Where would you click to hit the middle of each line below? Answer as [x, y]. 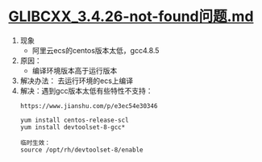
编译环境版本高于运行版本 [75, 70]
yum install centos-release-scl [74, 120]
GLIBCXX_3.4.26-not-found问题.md [131, 17]
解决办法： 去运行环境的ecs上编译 [77, 81]
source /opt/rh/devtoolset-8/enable [81, 150]
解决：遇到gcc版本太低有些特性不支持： [86, 90]
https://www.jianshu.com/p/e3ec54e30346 [89, 106]
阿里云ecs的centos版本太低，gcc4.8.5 [96, 50]
